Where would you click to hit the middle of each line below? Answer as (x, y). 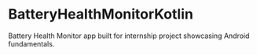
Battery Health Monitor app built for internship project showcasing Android (129, 36)
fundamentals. (31, 43)
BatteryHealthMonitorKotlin (101, 14)
